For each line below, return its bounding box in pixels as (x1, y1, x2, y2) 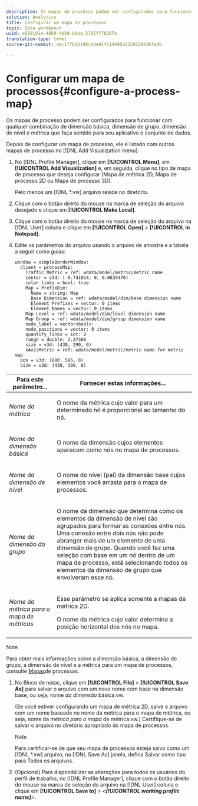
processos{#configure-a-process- (6, 85, 181, 98)
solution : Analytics (6, 14, 57, 20)
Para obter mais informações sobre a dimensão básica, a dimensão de (6, 655, 177, 662)
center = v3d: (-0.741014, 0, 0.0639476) (25, 275, 128, 281)
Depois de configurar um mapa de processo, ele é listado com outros (6, 140, 175, 147)
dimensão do (9, 540, 45, 548)
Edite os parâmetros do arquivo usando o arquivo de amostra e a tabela (14, 241, 189, 248)
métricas (9, 620, 34, 628)
